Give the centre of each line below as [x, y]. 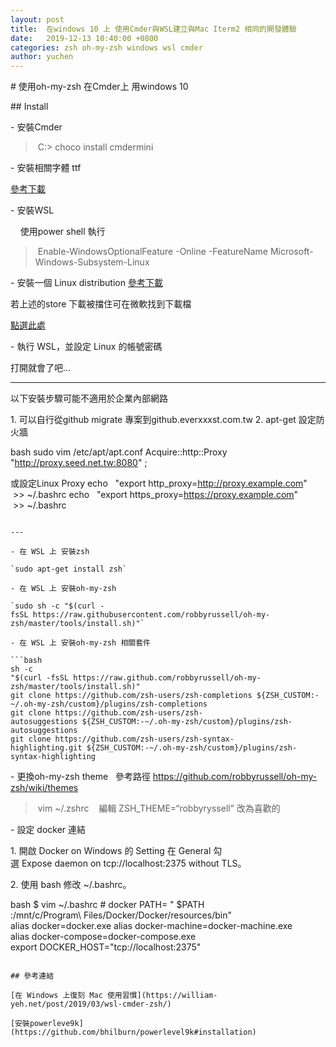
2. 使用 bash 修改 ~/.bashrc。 [71, 885]
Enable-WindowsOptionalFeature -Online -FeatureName [152, 252]
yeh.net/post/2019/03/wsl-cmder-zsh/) [91, 1004]
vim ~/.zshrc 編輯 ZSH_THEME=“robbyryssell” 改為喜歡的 [159, 808]
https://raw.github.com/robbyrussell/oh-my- [167, 678]
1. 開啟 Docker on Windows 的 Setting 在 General [111, 851]
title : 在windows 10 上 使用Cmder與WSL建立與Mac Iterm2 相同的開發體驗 [153, 29]
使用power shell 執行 [62, 232]
